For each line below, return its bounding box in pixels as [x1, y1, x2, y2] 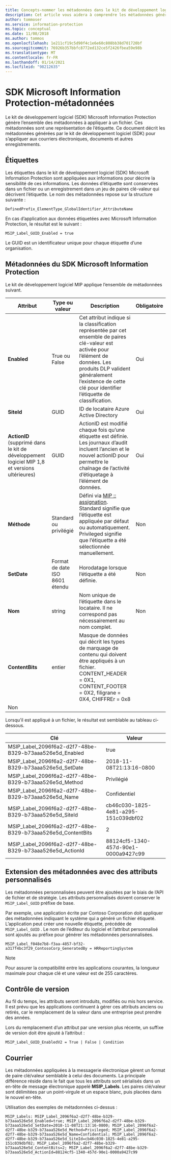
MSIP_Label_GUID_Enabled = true [5, 231, 74, 236]
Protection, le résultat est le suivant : [5, 220, 82, 227]
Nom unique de [78, 591, 116, 599]
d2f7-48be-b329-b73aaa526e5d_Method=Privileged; [5, 1127, 110, 1133]
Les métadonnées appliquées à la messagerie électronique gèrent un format [5, 1067, 165, 1073]
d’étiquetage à [78, 471, 113, 478]
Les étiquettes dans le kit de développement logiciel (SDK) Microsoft [5, 169, 149, 176]
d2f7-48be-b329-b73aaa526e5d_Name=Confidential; [5, 1132, 110, 1137]
